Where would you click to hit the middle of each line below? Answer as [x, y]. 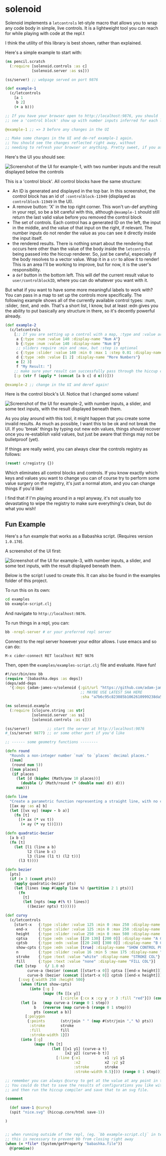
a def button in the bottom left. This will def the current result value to [83, 275]
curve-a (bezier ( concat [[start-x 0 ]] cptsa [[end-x [83, 971]
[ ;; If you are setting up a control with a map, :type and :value [85, 334]
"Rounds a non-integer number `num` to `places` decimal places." [79, 756]
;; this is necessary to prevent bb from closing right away [69, 1139]
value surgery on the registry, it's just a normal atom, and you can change [80, 484]
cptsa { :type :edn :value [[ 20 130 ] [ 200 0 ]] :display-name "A [87, 938]
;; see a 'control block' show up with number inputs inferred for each [82, 120]
